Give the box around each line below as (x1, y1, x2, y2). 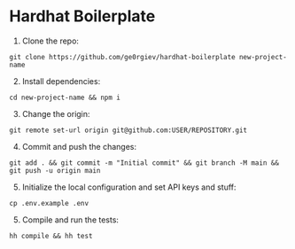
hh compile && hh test (9, 231, 93, 240)
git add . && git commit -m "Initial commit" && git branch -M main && (9, 158, 279, 167)
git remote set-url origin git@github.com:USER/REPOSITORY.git (9, 126, 248, 135)
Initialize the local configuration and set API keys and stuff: (21, 182, 237, 192)
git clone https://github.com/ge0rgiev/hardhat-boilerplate (9, 52, 237, 61)
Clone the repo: (21, 35, 80, 46)
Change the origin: (21, 108, 90, 119)
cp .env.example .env (9, 198, 89, 207)
